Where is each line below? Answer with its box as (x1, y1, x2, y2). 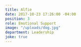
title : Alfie (5, 7, 32, 12)
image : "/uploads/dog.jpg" (5, 25, 61, 30)
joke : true (5, 35, 28, 40)
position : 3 (5, 16, 30, 21)
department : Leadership (5, 30, 54, 35)
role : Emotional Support (5, 21, 56, 26)
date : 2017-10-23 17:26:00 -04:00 (5, 12, 77, 17)
